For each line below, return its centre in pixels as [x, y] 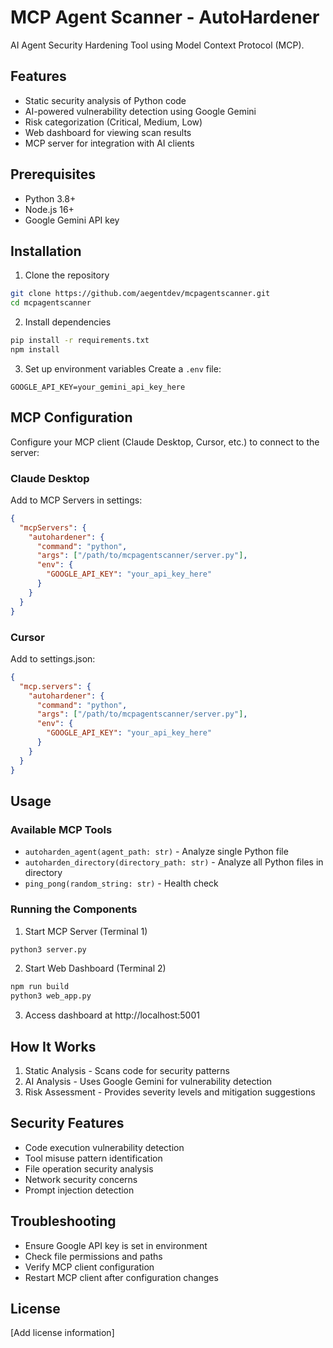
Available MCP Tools [61, 829]
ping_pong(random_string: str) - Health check [121, 883]
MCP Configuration [71, 417]
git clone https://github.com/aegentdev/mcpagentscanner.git [140, 294]
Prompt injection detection [79, 1190]
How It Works [53, 1046]
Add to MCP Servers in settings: [76, 500]
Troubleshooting [63, 1221]
